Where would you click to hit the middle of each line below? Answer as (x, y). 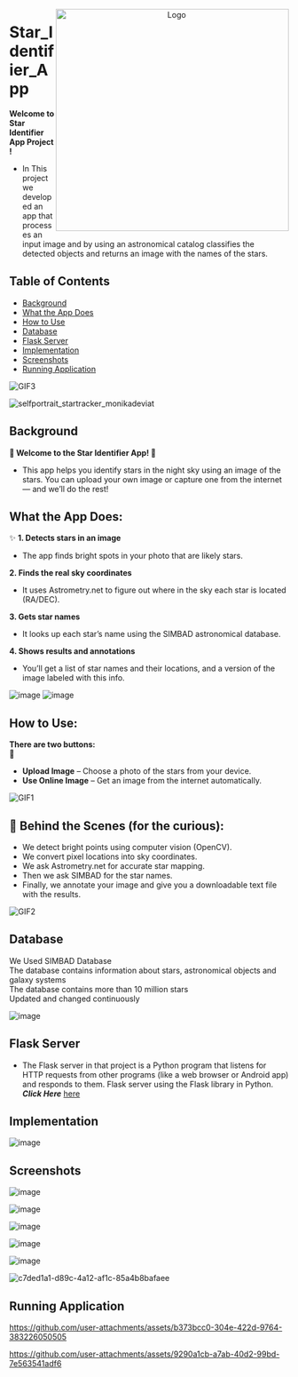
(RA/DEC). (41, 600)
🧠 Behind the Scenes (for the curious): (117, 826)
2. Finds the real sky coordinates (71, 573)
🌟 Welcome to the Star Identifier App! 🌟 (83, 452)
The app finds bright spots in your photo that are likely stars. (133, 556)
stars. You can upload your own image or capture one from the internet (152, 479)
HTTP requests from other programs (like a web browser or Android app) (155, 1074)
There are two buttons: (52, 744)
